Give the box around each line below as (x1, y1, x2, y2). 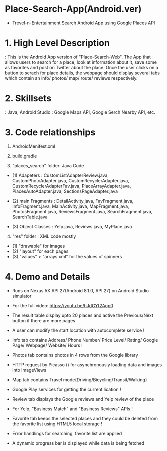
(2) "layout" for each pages (12, 248, 69, 254)
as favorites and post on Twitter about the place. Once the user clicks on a (5, 64, 158, 70)
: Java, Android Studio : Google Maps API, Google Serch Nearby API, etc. (5, 109, 156, 115)
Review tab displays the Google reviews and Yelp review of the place (12, 396, 154, 402)
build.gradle (12, 153, 37, 159)
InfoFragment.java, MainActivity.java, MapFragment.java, (12, 203, 130, 209)
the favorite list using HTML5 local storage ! (12, 421, 102, 427)
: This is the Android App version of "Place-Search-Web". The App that (5, 54, 151, 60)
